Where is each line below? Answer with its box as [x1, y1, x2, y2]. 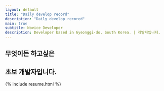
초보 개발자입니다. [5, 67, 57, 76]
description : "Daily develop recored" [5, 16, 85, 21]
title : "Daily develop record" [5, 12, 70, 17]
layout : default [5, 7, 39, 12]
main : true [5, 21, 28, 26]
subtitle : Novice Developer [5, 26, 63, 30]
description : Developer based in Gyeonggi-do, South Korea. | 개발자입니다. [5, 30, 161, 35]
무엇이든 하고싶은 [5, 50, 55, 58]
